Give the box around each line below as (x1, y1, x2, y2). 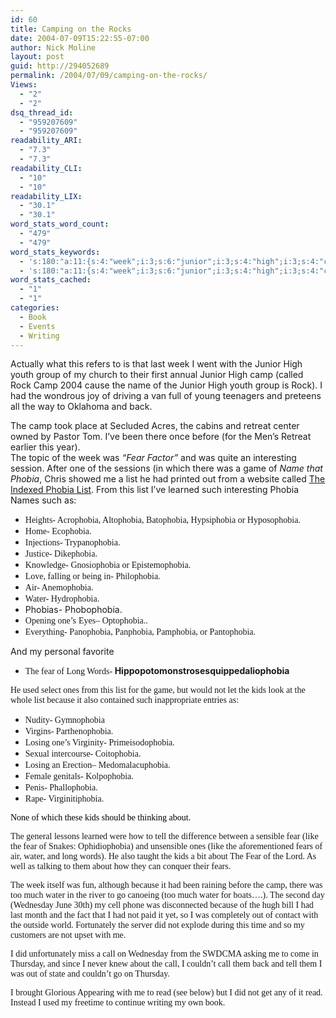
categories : (10, 303, 60, 313)
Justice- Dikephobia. (24, 549, 98, 560)
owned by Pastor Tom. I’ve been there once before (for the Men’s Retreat (10, 431, 312, 443)
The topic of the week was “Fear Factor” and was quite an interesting (10, 452, 297, 464)
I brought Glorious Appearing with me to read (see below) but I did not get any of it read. (10, 987, 323, 998)
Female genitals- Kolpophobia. (24, 771, 134, 782)
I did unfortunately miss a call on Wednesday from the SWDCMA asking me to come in (10, 949, 319, 960)
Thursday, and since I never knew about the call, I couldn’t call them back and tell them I (10, 959, 323, 970)
